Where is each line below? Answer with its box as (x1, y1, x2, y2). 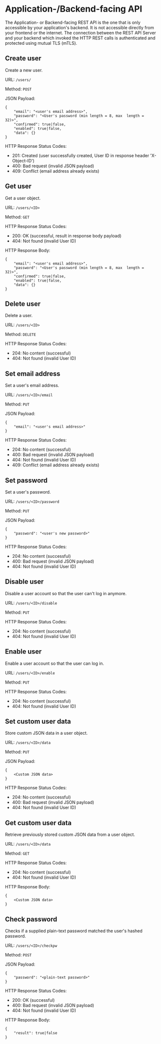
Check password (5, 915, 57, 923)
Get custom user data (5, 818, 72, 827)
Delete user (5, 300, 41, 308)
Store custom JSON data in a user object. (5, 730, 88, 736)
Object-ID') (12, 158, 35, 163)
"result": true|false (14, 1031, 57, 1036)
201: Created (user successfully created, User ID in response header (12, 152, 149, 159)
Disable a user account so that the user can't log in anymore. (5, 590, 127, 596)
